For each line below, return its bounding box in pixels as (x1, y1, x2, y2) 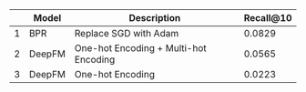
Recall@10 (243, 12, 292, 24)
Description (128, 12, 181, 24)
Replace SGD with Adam (74, 27, 179, 39)
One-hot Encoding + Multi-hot (74, 42, 207, 54)
